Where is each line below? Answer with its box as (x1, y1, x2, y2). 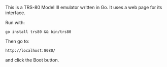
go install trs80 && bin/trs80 (5, 29, 72, 35)
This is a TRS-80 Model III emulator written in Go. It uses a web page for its (5, 5, 162, 10)
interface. (5, 10, 25, 16)
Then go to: (5, 38, 29, 44)
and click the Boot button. (5, 57, 59, 63)
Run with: (5, 20, 25, 25)
